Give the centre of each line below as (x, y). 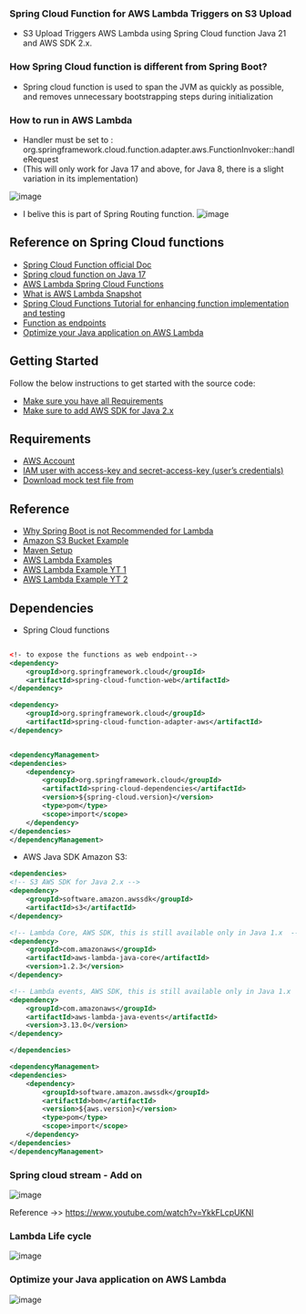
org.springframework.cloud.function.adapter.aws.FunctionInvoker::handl (158, 150)
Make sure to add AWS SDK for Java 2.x (98, 410)
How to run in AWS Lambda (71, 119)
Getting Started (54, 362)
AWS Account (49, 461)
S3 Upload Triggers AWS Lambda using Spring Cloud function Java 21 (154, 34)
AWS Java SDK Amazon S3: (75, 857)
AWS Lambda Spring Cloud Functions (93, 284)
